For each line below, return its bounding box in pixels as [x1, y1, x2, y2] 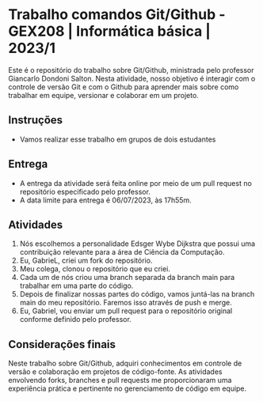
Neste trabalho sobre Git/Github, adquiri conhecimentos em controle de [8, 358, 242, 369]
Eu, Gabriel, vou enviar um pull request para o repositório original [19, 306, 233, 316]
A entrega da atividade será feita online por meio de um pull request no [19, 178, 252, 187]
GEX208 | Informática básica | [8, 22, 212, 40]
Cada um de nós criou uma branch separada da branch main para [19, 273, 235, 282]
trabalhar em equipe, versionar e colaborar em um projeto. [8, 90, 200, 100]
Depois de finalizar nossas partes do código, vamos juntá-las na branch [19, 289, 255, 299]
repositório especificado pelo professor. [19, 187, 151, 196]
